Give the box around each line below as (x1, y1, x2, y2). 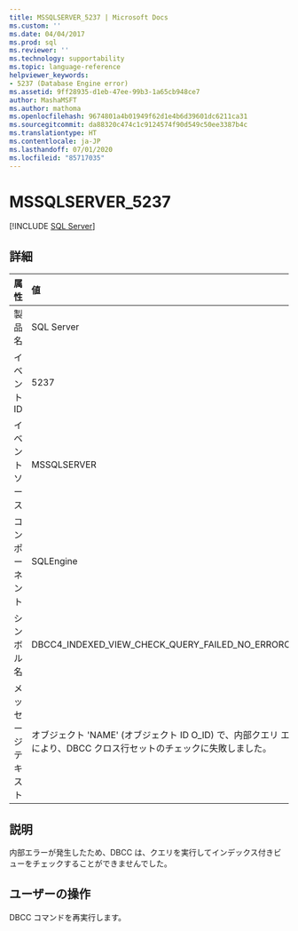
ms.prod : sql (9, 37, 58, 47)
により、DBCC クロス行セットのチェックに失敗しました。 (31, 743, 272, 755)
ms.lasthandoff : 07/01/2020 (9, 145, 114, 154)
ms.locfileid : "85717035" (9, 153, 105, 163)
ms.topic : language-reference (9, 63, 122, 72)
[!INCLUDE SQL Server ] (9, 221, 96, 232)
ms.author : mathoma (9, 104, 82, 113)
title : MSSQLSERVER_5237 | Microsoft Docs (9, 12, 169, 22)
